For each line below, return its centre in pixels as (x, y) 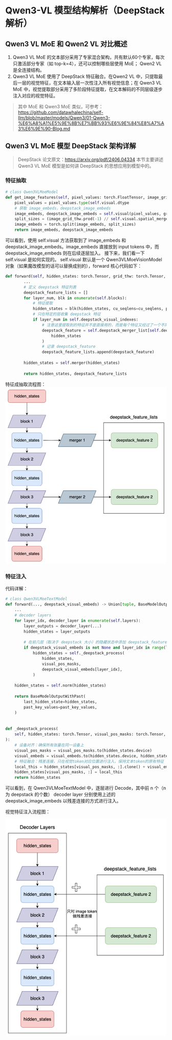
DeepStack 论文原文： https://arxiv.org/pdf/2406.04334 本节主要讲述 (91, 159)
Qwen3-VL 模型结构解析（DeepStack (85, 11)
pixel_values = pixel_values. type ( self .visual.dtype (72, 203)
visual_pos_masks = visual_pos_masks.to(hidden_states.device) (83, 750)
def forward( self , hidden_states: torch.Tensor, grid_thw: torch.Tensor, (86, 277)
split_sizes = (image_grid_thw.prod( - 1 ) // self (67, 219)
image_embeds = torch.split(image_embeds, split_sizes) (76, 224)
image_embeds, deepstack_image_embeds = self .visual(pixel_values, (88, 213)
